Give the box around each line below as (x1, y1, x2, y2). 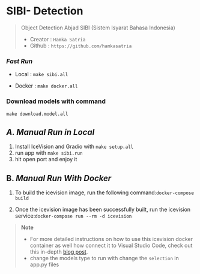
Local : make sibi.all (14, 71, 68, 78)
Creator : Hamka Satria (29, 35, 86, 43)
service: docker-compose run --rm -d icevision (14, 212, 132, 219)
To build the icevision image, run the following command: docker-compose (14, 189, 194, 196)
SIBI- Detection (6, 4, 83, 18)
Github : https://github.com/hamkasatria (29, 42, 132, 49)
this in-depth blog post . (29, 248, 88, 255)
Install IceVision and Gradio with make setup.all (14, 143, 134, 150)
